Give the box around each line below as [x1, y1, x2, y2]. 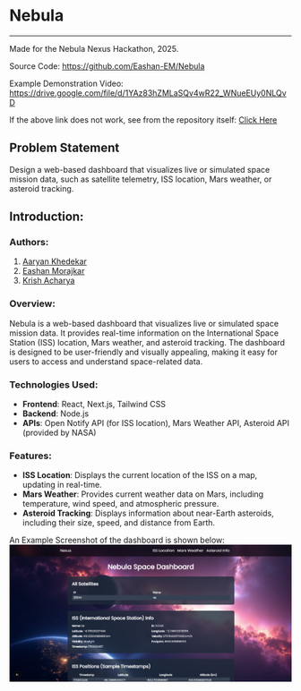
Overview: [9, 297, 56, 310]
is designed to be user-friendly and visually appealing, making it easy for [9, 346, 279, 357]
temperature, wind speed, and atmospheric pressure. [21, 499, 219, 509]
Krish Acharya [21, 275, 75, 286]
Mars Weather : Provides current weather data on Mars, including [21, 489, 264, 499]
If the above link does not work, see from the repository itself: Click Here [9, 114, 278, 125]
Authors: [9, 236, 49, 249]
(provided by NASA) [21, 427, 97, 439]
